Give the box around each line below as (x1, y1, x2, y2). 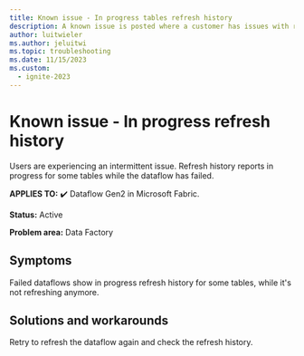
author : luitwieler (9, 30, 83, 39)
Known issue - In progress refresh (9, 111, 271, 131)
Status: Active (9, 209, 63, 220)
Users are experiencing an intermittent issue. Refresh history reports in (9, 160, 274, 171)
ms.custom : (9, 64, 51, 73)
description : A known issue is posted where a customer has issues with (9, 22, 290, 31)
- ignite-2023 (17, 72, 71, 82)
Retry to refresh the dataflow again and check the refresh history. (9, 337, 253, 348)
